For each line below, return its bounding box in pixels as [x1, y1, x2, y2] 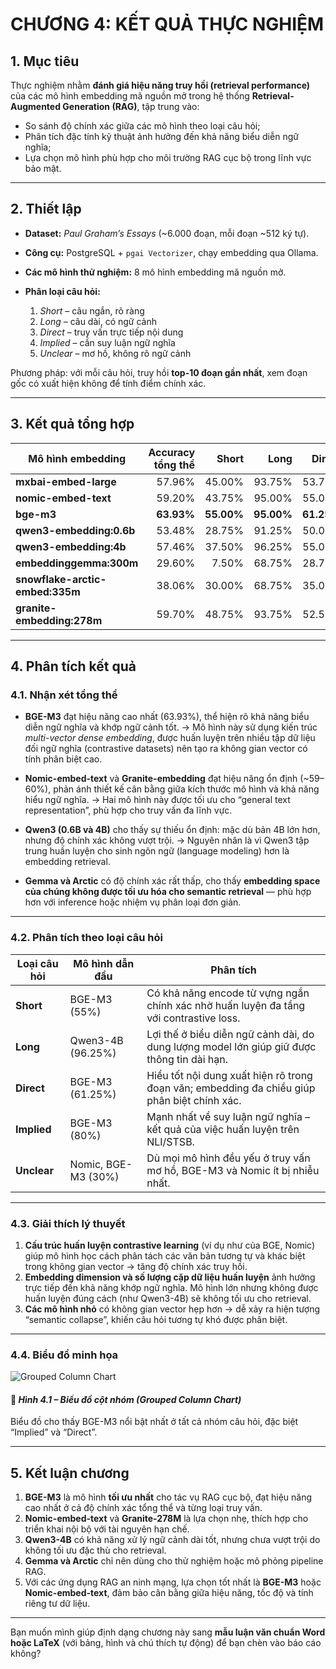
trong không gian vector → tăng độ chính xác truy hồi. [24, 1260, 248, 1272]
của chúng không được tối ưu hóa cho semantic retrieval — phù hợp [24, 886, 312, 898]
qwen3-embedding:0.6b [15, 523, 136, 537]
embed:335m [15, 584, 81, 598]
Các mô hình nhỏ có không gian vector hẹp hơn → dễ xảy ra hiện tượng [24, 1303, 321, 1315]
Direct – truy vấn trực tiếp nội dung [39, 326, 184, 338]
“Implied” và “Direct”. [10, 1426, 98, 1438]
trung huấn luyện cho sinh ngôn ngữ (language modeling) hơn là [24, 845, 290, 857]
